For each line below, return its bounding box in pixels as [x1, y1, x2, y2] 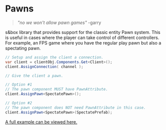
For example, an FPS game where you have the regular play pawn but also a [5, 39, 162, 45]
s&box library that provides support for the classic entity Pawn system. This [5, 29, 161, 35]
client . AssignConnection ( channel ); [5, 64, 84, 69]
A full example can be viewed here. [5, 118, 78, 125]
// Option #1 [5, 82, 32, 87]
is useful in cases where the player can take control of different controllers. [5, 34, 160, 40]
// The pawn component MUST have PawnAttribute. [5, 87, 108, 92]
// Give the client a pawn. [5, 73, 64, 78]
